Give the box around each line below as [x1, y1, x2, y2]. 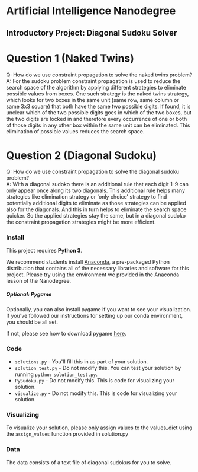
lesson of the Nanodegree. [6, 277, 72, 284]
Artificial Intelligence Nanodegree [6, 4, 176, 18]
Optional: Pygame [6, 291, 52, 298]
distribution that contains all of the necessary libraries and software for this [6, 264, 189, 272]
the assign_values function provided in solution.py [6, 430, 129, 438]
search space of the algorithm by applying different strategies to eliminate [6, 84, 186, 91]
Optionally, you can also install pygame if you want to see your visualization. [6, 305, 191, 312]
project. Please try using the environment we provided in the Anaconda [6, 271, 180, 278]
